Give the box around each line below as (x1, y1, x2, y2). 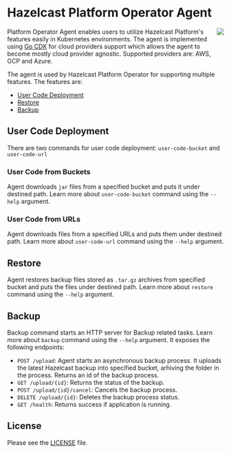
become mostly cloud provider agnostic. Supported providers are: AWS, (7, 50, 211, 58)
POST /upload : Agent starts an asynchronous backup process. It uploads (16, 356, 222, 364)
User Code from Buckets (7, 167, 91, 176)
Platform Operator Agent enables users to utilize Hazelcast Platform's (7, 28, 204, 36)
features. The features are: (7, 77, 83, 85)
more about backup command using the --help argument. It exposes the (7, 335, 210, 344)
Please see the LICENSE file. (7, 439, 88, 447)
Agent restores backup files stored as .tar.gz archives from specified (7, 275, 206, 284)
